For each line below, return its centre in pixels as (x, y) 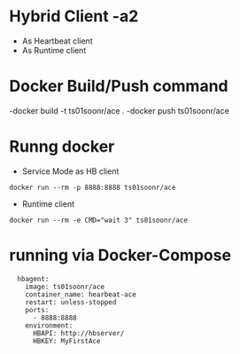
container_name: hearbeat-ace (81, 295)
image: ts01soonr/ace (65, 287)
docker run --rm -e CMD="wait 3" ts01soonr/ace (99, 220)
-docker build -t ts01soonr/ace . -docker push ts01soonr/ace (120, 110)
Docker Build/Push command (119, 87)
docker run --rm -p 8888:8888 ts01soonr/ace (93, 187)
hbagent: (33, 279)
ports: (37, 310)
